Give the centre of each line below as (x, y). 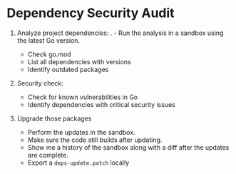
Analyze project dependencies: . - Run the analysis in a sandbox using (120, 33)
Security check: (40, 83)
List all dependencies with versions (79, 61)
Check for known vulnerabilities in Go (83, 97)
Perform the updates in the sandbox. (82, 132)
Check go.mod (50, 54)
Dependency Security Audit (91, 13)
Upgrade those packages (54, 118)
